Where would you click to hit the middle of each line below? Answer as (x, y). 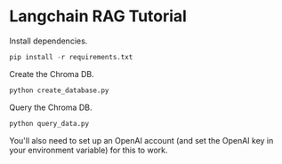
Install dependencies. (48, 41)
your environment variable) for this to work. (89, 150)
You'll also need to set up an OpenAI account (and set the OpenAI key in (141, 140)
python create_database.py (59, 90)
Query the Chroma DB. (51, 107)
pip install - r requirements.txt (71, 57)
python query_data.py (49, 123)
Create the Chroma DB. (52, 74)
